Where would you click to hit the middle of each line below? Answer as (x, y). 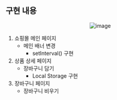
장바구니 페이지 (32, 83)
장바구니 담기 (39, 68)
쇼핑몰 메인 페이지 (35, 38)
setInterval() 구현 (53, 53)
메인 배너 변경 (39, 45)
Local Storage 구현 (55, 76)
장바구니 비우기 (41, 91)
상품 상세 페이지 (33, 61)
